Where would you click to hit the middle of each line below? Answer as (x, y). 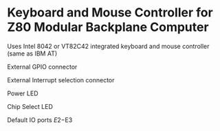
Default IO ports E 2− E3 (40, 120)
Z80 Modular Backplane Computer (108, 27)
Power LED (23, 93)
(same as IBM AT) (32, 53)
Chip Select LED (30, 106)
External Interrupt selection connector (61, 80)
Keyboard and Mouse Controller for (110, 13)
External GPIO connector (42, 67)
